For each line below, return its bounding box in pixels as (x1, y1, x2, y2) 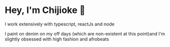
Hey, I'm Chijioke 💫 (5, 4, 86, 16)
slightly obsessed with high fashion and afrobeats (5, 36, 109, 42)
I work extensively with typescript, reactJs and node (5, 21, 115, 27)
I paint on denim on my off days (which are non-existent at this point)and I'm (5, 30, 165, 36)
